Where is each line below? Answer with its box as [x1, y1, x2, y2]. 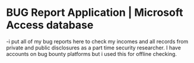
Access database [6, 18, 94, 32]
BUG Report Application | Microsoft [6, 6, 183, 19]
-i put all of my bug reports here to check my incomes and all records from [6, 38, 189, 45]
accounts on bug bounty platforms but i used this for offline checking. [6, 50, 177, 57]
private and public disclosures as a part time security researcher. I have [6, 44, 181, 51]
